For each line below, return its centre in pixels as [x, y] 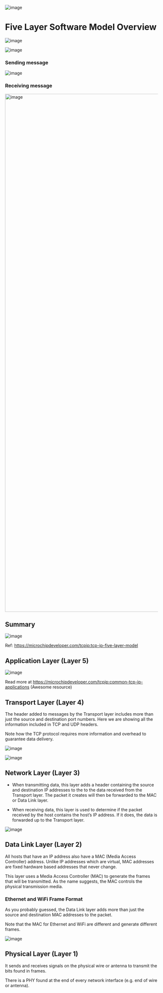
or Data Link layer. [30, 800]
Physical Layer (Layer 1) [42, 954]
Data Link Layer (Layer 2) [44, 845]
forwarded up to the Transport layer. [48, 820]
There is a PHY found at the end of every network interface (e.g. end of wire [81, 980]
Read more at [18, 682]
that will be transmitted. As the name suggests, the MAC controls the [74, 881]
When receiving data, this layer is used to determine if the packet [77, 809]
